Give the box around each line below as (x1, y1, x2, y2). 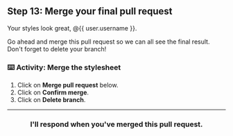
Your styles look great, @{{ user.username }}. (7, 24, 137, 32)
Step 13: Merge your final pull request (7, 6, 173, 17)
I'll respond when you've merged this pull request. (30, 119, 203, 129)
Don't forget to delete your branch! (7, 44, 107, 53)
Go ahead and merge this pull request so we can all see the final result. (7, 37, 210, 46)
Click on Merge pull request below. (17, 81, 119, 90)
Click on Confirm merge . (17, 88, 89, 96)
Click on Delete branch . (17, 96, 86, 104)
